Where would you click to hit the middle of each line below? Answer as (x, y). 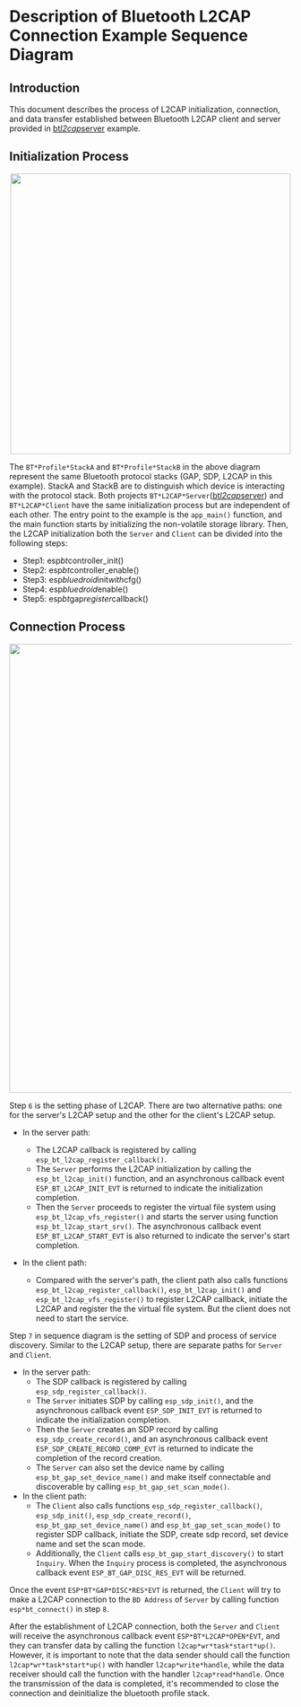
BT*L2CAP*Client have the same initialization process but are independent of (150, 505)
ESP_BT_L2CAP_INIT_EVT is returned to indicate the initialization (149, 1188)
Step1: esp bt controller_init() (73, 560)
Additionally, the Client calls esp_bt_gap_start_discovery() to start (159, 1553)
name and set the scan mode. (90, 1544)
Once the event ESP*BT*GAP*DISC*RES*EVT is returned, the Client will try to (145, 1589)
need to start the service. (82, 1318)
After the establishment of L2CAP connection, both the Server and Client (145, 1626)
